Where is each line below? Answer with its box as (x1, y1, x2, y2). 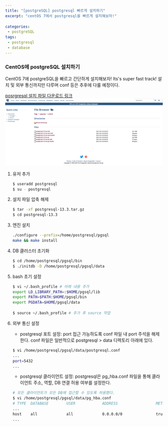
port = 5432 (12, 358, 33, 364)
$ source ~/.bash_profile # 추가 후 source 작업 (12, 310, 111, 316)
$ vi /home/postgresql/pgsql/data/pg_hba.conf (12, 396, 111, 401)
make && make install (12, 238, 58, 243)
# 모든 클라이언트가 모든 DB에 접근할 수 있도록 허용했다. (12, 390, 115, 395)
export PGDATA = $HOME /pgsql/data (12, 300, 80, 305)
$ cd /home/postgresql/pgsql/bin (12, 258, 82, 263)
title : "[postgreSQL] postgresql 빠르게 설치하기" (5, 8, 106, 13)
